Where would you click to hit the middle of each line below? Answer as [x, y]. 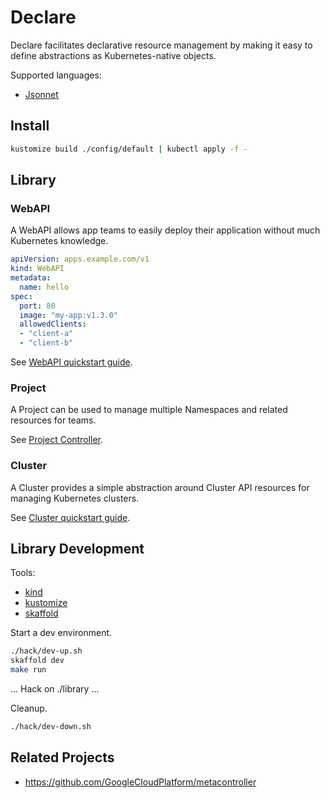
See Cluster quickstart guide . [70, 517]
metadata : [31, 278]
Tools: [23, 573]
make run [28, 670]
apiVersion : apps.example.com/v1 [80, 259]
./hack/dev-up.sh [46, 651]
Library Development [77, 549]
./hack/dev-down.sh [51, 727]
